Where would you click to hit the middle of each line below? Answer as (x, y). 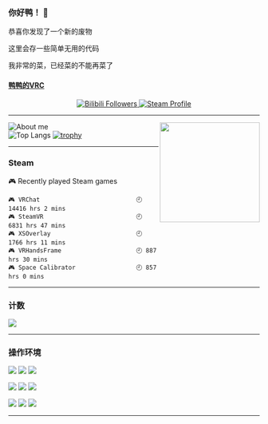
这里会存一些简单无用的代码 (54, 49)
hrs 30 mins (28, 260)
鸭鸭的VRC (27, 85)
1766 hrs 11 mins (37, 242)
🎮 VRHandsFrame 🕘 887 (83, 250)
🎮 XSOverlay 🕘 (75, 233)
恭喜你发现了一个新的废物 (50, 32)
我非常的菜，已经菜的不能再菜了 (61, 65)
